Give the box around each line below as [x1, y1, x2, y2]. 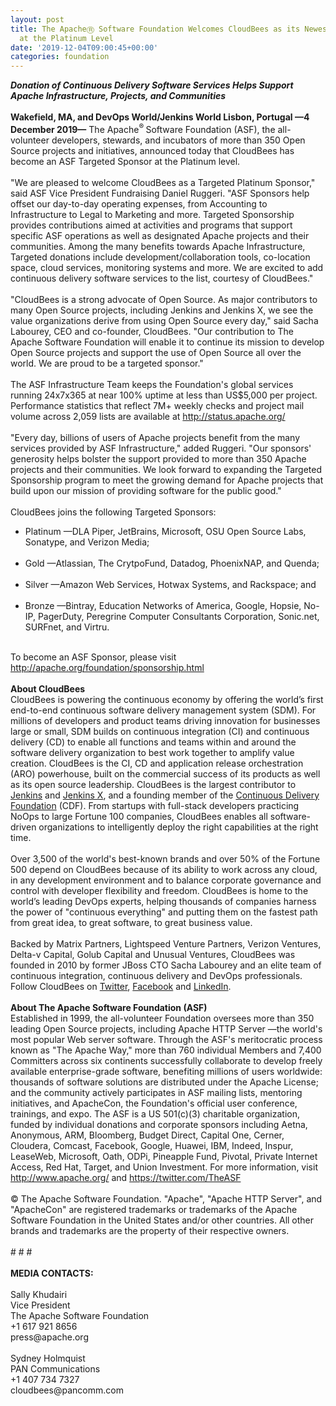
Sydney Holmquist [10, 1352, 86, 1364]
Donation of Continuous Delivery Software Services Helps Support [10, 79, 294, 91]
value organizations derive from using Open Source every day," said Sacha [10, 314, 319, 326]
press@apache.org [10, 1331, 89, 1343]
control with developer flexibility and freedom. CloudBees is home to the [10, 884, 309, 896]
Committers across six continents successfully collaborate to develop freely [10, 1054, 323, 1066]
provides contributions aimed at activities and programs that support [10, 219, 293, 231]
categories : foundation [10, 52, 110, 62]
